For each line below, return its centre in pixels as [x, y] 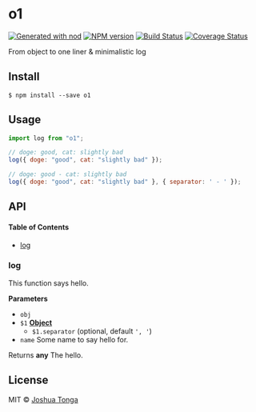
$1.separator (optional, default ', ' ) [92, 331]
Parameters [28, 298]
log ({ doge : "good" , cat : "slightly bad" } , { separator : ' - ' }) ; [125, 182]
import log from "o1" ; [46, 138]
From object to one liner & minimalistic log [77, 51]
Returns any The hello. [46, 355]
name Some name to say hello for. [74, 339]
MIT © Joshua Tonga [43, 399]
